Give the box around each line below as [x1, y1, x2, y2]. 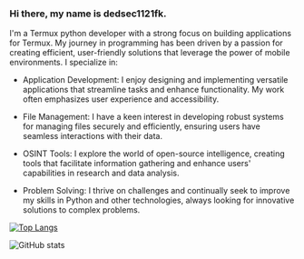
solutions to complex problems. [22, 204, 141, 215]
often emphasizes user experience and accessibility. [22, 94, 220, 105]
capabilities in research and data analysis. [22, 167, 180, 179]
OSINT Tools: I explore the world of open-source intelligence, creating [22, 148, 286, 159]
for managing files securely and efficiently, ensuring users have [22, 121, 260, 132]
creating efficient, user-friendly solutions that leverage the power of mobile [9, 47, 290, 58]
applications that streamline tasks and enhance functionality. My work [22, 85, 285, 95]
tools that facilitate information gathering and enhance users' [22, 158, 251, 169]
